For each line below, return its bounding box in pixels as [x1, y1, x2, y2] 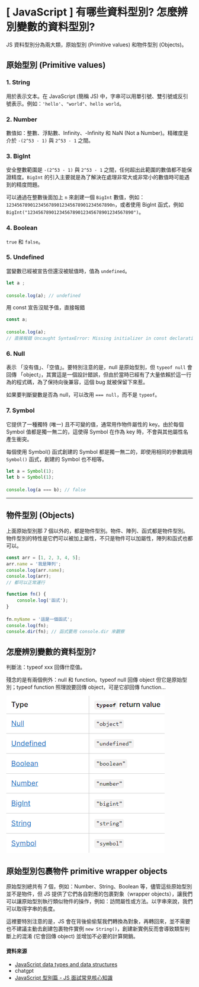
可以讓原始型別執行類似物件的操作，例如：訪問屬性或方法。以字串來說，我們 [6, 897, 193, 904]
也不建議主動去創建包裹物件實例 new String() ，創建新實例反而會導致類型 [6, 925, 185, 932]
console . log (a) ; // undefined [6, 292, 81, 299]
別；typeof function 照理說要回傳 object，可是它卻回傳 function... [6, 684, 166, 691]
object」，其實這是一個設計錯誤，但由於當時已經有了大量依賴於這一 [23, 371, 187, 378]
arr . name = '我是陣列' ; [6, 561, 61, 567]
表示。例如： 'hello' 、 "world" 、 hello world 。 [11, 100, 124, 107]
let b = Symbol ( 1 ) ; [6, 474, 54, 480]
